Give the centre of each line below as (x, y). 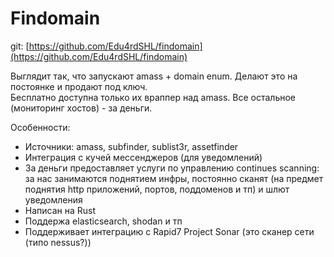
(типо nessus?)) (58, 242)
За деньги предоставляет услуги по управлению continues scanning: (172, 168)
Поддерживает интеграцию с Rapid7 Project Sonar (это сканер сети (169, 231)
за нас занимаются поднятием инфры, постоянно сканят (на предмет (174, 178)
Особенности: (40, 127)
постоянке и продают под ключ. (79, 86)
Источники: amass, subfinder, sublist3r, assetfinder (131, 146)
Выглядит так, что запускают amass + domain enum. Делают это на (154, 76)
